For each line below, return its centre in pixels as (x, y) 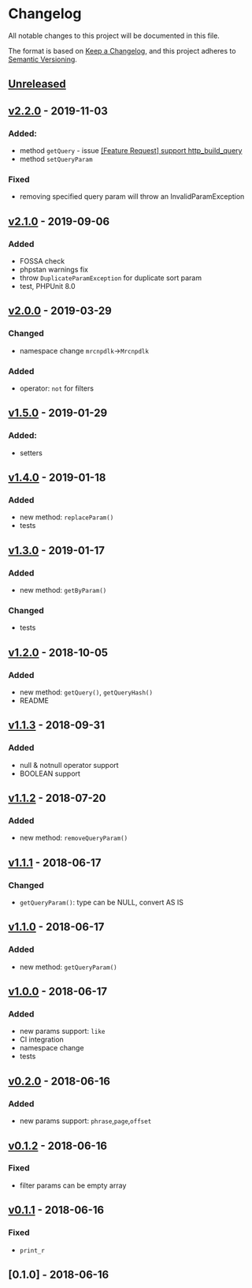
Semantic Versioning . (43, 59)
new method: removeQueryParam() (74, 838)
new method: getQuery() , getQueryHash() (86, 692)
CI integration (42, 1039)
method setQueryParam (56, 159)
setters (31, 453)
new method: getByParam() (63, 590)
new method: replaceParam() (67, 517)
